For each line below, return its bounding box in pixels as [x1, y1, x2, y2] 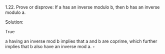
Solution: [5, 19, 23, 25]
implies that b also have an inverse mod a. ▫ [5, 44, 94, 49]
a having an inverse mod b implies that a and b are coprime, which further [5, 38, 157, 44]
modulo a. [5, 9, 26, 15]
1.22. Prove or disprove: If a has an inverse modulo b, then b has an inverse [5, 4, 160, 10]
